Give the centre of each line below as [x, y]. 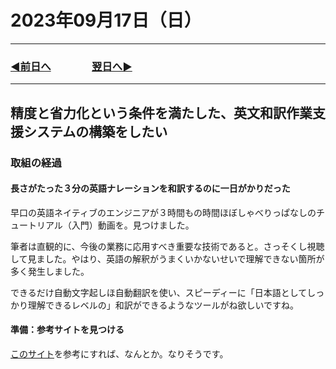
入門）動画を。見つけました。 [133, 225]
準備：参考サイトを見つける [67, 330]
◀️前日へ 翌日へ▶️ [71, 66]
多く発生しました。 [50, 271]
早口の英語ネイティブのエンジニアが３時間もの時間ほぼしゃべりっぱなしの [163, 212]
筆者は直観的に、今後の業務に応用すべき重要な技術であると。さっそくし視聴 [167, 246]
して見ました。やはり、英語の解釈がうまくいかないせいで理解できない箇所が [167, 258]
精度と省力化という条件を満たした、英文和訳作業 [161, 112]
